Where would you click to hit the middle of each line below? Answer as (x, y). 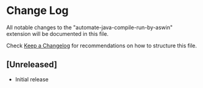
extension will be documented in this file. (57, 33)
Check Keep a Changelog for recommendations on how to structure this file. (102, 46)
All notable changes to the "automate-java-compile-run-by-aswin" (90, 27)
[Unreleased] (32, 65)
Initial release (32, 79)
